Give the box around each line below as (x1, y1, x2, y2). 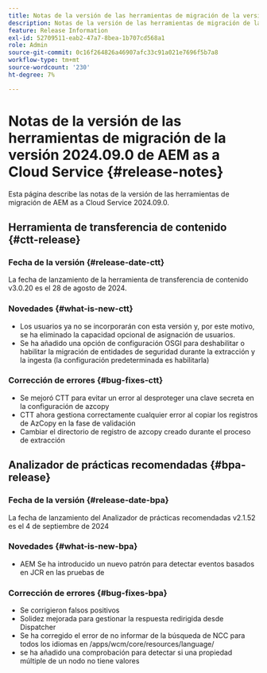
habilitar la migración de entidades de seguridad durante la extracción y (19, 347, 256, 356)
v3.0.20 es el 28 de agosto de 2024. (8, 283, 127, 293)
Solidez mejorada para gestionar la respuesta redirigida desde (19, 614, 224, 624)
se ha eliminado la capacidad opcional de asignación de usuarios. (19, 329, 236, 339)
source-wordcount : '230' (8, 64, 91, 72)
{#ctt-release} (8, 232, 81, 247)
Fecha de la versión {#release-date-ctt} (8, 256, 165, 267)
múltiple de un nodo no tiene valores (19, 656, 140, 666)
